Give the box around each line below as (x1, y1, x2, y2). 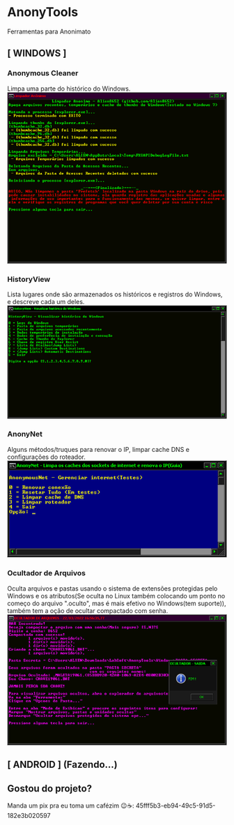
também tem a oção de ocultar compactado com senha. (7, 606, 169, 614)
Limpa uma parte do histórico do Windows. (7, 84, 131, 93)
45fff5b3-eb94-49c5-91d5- (135, 801, 216, 810)
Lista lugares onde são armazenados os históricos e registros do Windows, (7, 290, 223, 298)
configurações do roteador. (7, 453, 86, 461)
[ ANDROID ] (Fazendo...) (7, 759, 118, 771)
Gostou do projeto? (7, 782, 93, 794)
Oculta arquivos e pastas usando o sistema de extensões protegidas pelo (7, 584, 218, 593)
